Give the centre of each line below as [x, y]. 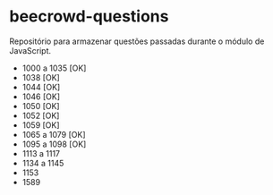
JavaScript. [30, 50]
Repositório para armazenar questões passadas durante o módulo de [137, 41]
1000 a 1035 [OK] [54, 68]
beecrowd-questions [89, 17]
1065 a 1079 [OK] [54, 134]
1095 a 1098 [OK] [54, 144]
